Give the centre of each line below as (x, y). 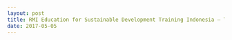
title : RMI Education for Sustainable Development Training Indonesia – (114, 20)
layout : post (26, 13)
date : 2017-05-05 (32, 26)
